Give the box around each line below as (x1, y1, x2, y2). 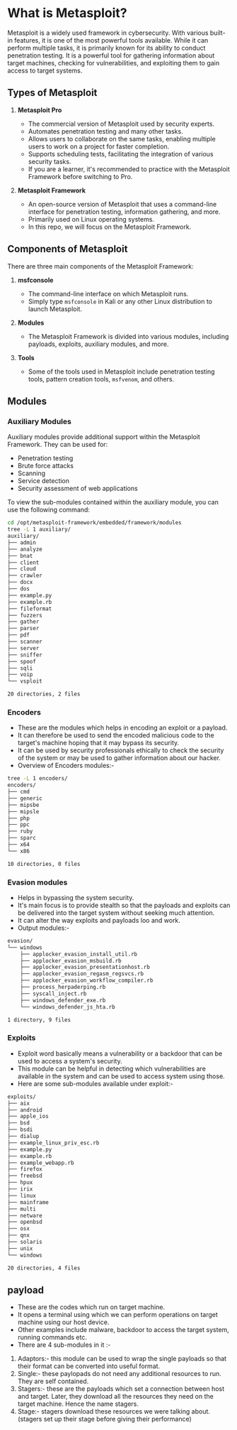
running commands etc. (17, 1333, 87, 1342)
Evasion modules (7, 877, 68, 887)
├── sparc (7, 835, 37, 842)
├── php (7, 815, 30, 822)
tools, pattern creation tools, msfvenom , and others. (28, 374, 175, 383)
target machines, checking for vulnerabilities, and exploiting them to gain (7, 58, 220, 67)
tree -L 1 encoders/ (7, 775, 69, 782)
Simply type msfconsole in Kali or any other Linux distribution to (28, 297, 212, 305)
